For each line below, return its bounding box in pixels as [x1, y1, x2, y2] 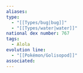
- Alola [11, 42, 31, 48]
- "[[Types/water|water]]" [11, 25, 78, 31]
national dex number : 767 [6, 31, 69, 36]
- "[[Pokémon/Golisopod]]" [11, 52, 78, 58]
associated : [6, 58, 35, 64]
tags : [6, 36, 19, 42]
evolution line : [6, 47, 46, 53]
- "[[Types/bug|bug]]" [11, 19, 67, 25]
